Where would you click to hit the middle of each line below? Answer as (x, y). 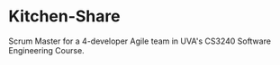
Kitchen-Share (64, 16)
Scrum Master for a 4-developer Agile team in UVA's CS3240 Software (140, 41)
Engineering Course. (46, 50)
